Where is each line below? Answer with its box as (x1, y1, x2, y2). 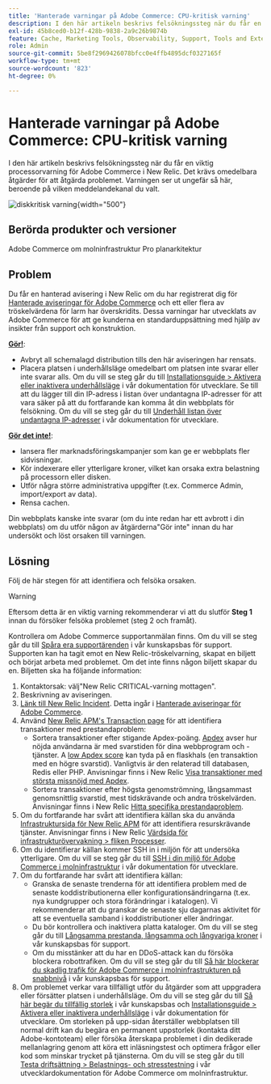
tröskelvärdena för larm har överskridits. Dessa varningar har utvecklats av (8, 307, 256, 316)
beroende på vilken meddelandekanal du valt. (8, 184, 160, 193)
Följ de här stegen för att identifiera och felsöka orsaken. (8, 576, 197, 585)
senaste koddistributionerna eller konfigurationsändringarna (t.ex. (31, 887, 251, 897)
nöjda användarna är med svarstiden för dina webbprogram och (31, 742, 245, 751)
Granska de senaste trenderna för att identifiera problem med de (31, 879, 248, 888)
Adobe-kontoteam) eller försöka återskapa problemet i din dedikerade (19, 1034, 253, 1044)
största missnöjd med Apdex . (31, 776, 130, 785)
